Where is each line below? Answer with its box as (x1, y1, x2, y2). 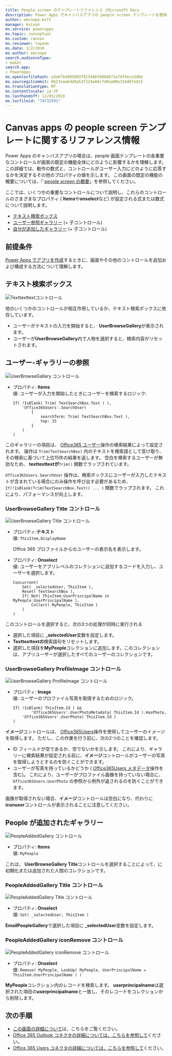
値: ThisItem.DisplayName (12, 535, 66, 541)
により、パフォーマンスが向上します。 (5, 491, 85, 497)
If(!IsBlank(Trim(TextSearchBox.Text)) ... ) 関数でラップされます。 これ (5, 485, 165, 491)
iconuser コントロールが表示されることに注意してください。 (5, 802, 132, 808)
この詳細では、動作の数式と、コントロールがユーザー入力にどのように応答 (5, 165, 162, 172)
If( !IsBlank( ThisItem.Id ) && (12, 705, 82, 711)
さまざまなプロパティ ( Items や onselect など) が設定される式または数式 (14, 196, 165, 202)
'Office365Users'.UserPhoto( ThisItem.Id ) (22, 715, 116, 720)
